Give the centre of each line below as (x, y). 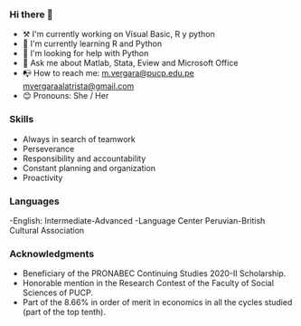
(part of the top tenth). (64, 312)
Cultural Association (47, 230)
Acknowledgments (52, 254)
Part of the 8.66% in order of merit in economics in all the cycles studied (157, 302)
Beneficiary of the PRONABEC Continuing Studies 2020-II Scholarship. (154, 273)
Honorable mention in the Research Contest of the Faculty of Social (148, 283)
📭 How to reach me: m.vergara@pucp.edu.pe (108, 73)
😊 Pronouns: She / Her (66, 96)
